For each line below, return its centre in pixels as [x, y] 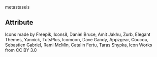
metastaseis [17, 7]
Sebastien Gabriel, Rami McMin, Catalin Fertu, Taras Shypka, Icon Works [79, 45]
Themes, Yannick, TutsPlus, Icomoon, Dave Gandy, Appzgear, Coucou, [77, 39]
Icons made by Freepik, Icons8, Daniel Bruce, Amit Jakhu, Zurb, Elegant [78, 34]
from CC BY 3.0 [21, 50]
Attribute [19, 22]
